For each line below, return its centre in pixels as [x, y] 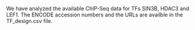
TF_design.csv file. [29, 21]
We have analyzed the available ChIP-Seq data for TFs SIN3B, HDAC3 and [98, 9]
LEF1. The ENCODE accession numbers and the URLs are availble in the [95, 15]
